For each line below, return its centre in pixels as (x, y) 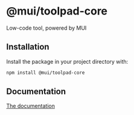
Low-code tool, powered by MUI (46, 28)
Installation (28, 47)
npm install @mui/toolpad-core (46, 73)
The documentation (31, 106)
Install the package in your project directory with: (67, 61)
